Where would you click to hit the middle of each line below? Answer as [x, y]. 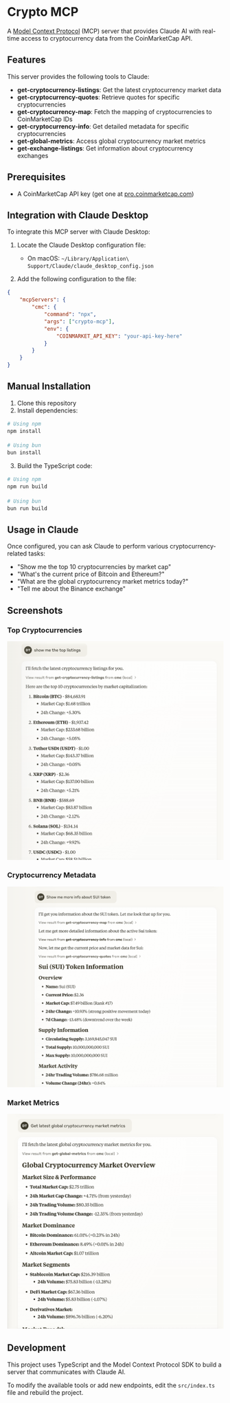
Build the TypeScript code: [55, 466]
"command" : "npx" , [70, 314]
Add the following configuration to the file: [77, 279]
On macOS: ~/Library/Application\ [78, 258]
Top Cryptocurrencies [45, 630]
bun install [24, 453]
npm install [24, 431]
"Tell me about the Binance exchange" [71, 589]
